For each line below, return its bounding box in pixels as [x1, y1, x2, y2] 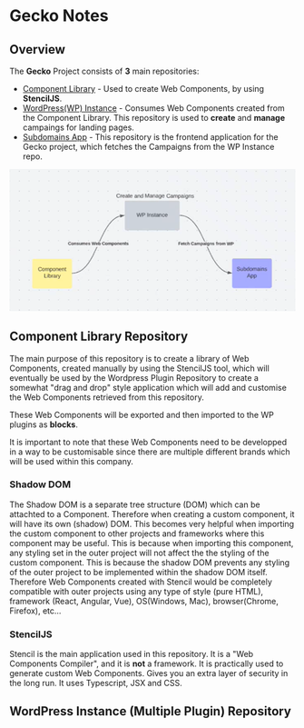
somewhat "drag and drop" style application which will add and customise [9, 382, 288, 393]
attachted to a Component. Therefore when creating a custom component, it [9, 508, 295, 519]
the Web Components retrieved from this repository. [9, 392, 204, 403]
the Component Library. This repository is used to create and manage [22, 113, 286, 123]
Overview [9, 42, 66, 57]
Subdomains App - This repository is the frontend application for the [22, 132, 279, 142]
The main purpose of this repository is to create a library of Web [9, 353, 250, 364]
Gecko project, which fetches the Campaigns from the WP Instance [22, 142, 275, 152]
